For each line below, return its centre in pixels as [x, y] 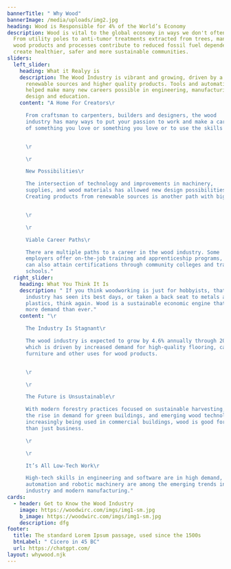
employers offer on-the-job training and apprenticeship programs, [124, 258]
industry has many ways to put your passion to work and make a [119, 122]
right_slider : [33, 278]
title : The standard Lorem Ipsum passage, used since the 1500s [107, 536]
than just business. [55, 428]
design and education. [58, 97]
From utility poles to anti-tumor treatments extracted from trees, [113, 39]
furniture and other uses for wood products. [91, 354]
